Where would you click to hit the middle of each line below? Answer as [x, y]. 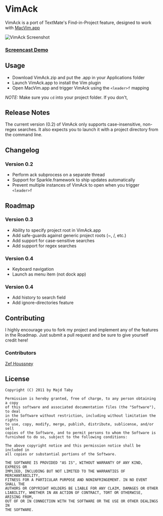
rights [12, 420]
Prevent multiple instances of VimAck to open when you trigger [76, 185]
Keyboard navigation [33, 269]
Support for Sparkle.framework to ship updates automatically [73, 180]
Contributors [21, 353]
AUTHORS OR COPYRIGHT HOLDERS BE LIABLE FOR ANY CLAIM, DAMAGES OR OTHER [82, 489]
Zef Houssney [19, 364]
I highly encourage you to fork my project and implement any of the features [82, 330]
